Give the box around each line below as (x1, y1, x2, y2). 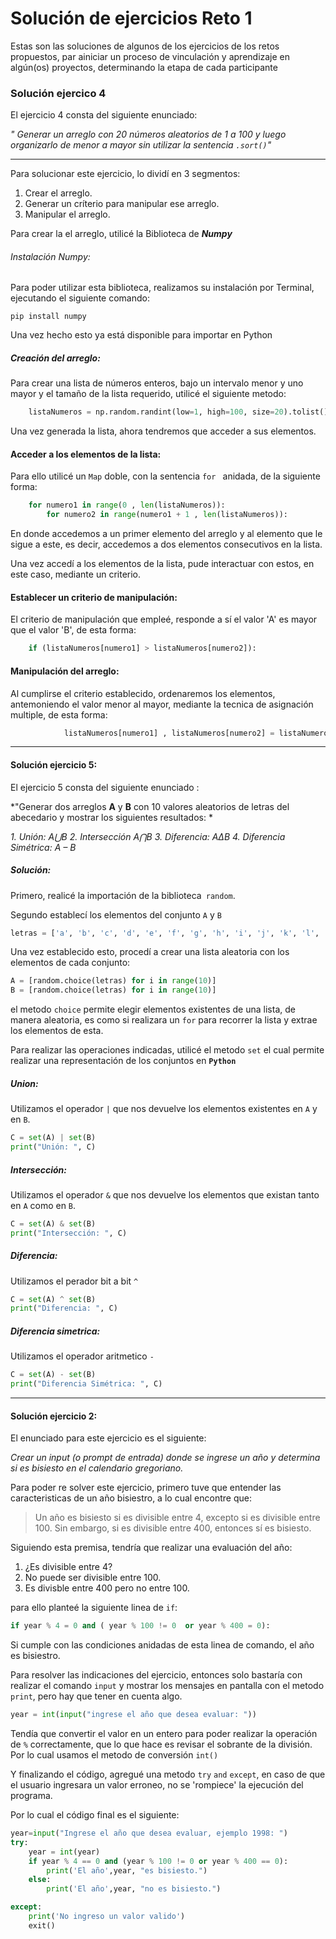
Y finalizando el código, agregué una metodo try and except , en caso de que (10, 1768, 326, 1781)
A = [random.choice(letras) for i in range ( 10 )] (10, 976, 217, 986)
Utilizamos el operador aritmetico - (10, 1350, 155, 1362)
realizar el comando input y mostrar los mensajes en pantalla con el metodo (10, 1680, 325, 1692)
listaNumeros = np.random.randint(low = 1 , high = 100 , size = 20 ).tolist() (28, 407, 329, 417)
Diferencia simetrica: (10, 1325, 101, 1337)
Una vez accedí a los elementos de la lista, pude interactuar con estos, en (10, 558, 315, 570)
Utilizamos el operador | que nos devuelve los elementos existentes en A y (10, 1103, 318, 1115)
